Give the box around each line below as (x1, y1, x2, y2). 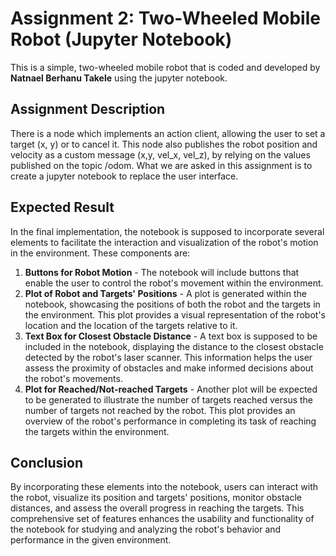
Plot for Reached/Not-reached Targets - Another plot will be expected (24, 383, 318, 395)
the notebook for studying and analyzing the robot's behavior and (10, 523, 282, 536)
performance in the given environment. (10, 534, 172, 546)
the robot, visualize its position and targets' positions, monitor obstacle (10, 492, 303, 504)
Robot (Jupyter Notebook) (10, 28, 233, 51)
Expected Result (10, 199, 115, 216)
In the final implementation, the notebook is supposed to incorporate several (10, 225, 325, 237)
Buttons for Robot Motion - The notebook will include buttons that (24, 266, 300, 278)
